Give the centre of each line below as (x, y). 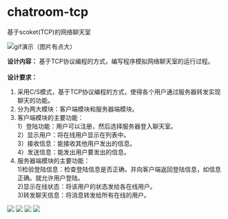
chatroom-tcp (48, 12)
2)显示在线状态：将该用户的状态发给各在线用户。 (86, 186)
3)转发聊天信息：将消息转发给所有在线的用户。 (83, 195)
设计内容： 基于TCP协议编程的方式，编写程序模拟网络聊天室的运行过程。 (111, 61)
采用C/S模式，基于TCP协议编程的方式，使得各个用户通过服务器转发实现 (119, 92)
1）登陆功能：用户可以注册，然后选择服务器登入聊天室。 (97, 126)
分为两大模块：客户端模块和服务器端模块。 (77, 109)
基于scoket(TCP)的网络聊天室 (49, 32)
